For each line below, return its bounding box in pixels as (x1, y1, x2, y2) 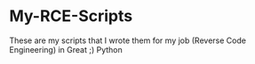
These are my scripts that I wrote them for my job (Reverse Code (9, 35, 247, 46)
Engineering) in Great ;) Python (9, 44, 123, 54)
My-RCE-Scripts (9, 6, 133, 26)
